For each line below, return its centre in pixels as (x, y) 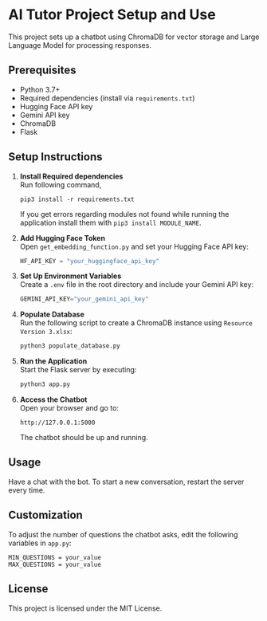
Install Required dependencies (71, 176)
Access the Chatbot (53, 399)
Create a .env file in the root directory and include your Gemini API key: (136, 285)
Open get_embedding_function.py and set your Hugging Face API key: (134, 246)
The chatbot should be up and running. (84, 438)
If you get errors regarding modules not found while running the (124, 214)
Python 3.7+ (40, 89)
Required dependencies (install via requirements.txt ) (107, 98)
